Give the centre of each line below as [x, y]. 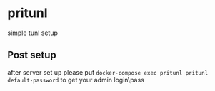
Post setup [32, 55]
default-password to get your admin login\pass [76, 80]
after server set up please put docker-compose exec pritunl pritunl [108, 72]
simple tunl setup [33, 33]
